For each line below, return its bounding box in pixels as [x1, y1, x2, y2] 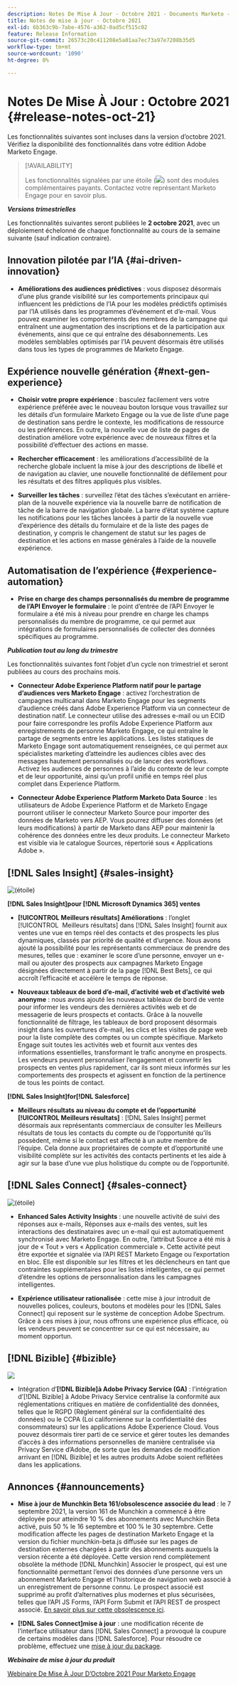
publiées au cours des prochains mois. [7, 667, 121, 676]
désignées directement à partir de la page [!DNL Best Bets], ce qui [17, 966, 212, 975]
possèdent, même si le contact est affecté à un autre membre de [17, 1136, 207, 1144]
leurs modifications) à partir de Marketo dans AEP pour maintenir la [17, 823, 215, 833]
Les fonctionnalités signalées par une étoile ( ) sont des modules [24, 176, 220, 184]
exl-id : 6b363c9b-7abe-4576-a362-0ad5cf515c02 [7, 23, 148, 31]
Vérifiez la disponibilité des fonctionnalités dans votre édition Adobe [7, 139, 207, 148]
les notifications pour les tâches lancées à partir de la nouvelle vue [17, 514, 214, 522]
